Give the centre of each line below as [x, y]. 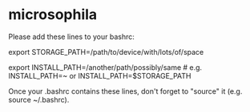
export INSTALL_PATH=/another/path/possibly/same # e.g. [105, 67]
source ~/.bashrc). [39, 99]
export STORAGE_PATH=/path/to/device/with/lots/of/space [106, 52]
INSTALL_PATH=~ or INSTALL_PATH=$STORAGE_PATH [100, 75]
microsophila [53, 15]
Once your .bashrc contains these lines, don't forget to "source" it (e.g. [125, 91]
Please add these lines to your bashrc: [71, 37]
